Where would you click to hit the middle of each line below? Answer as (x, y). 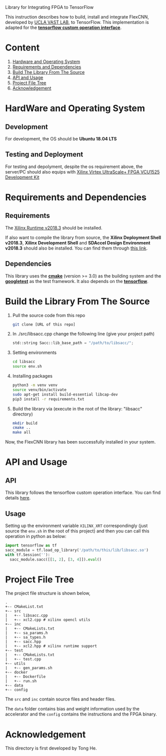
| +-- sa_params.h (27, 633)
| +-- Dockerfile (25, 677)
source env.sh (27, 366)
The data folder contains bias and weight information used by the (72, 709)
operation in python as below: (36, 536)
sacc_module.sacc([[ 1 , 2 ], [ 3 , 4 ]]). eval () (55, 559)
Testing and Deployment (44, 154)
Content (22, 48)
